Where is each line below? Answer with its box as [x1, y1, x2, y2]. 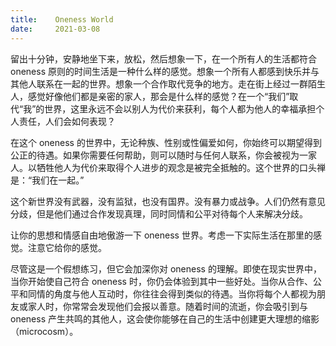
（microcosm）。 [10, 325, 79, 337]
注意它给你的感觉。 [27, 241, 107, 253]
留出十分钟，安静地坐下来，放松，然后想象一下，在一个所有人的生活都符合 [10, 52, 317, 65]
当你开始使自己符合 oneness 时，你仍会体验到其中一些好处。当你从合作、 [10, 275, 313, 287]
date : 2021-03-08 [10, 24, 101, 34]
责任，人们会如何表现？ [18, 115, 116, 127]
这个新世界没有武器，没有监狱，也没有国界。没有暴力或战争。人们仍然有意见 [10, 195, 326, 207]
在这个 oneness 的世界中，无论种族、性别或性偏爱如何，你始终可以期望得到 [10, 136, 322, 148]
